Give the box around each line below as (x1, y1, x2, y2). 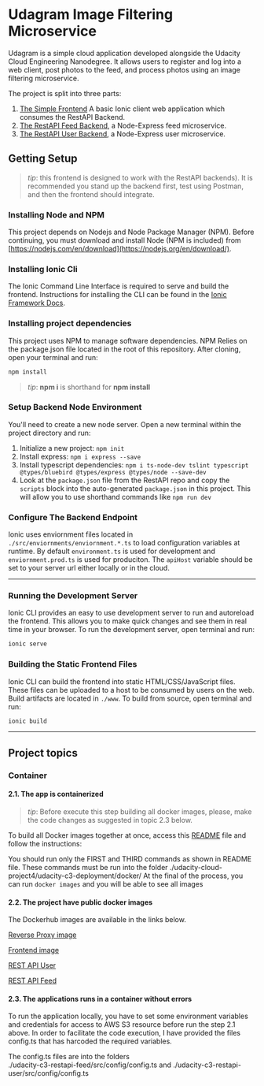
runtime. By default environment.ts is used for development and (8, 546, 216, 556)
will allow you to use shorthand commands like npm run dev (19, 492, 212, 501)
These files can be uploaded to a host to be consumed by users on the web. (8, 685, 255, 694)
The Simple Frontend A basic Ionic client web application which (19, 104, 225, 113)
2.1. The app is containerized (8, 790, 104, 799)
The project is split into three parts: (8, 88, 122, 98)
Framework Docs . (8, 298, 65, 308)
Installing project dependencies (8, 318, 132, 329)
